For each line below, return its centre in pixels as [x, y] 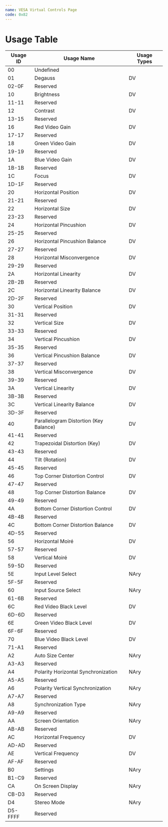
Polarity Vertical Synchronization [73, 688]
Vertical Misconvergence [64, 372]
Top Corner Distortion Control [69, 476]
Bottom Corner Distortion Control [73, 509]
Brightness [47, 94]
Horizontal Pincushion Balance [70, 242]
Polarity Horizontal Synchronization [76, 672]
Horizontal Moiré [54, 541]
